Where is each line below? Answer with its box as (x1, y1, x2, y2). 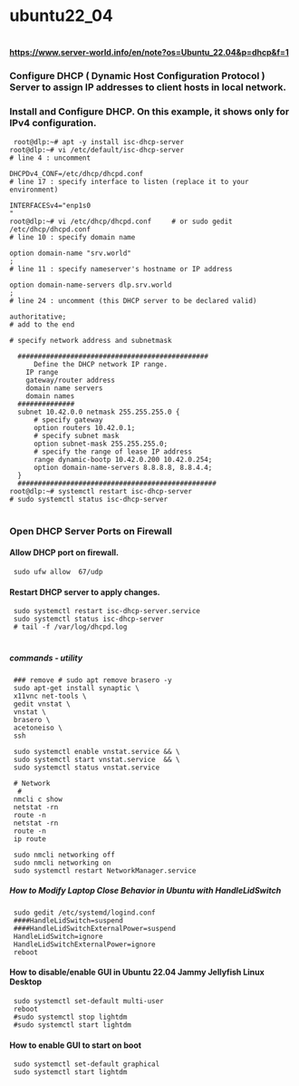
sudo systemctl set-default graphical (13, 1060, 160, 1069)
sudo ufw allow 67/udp (13, 567, 103, 576)
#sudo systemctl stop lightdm (13, 1013, 128, 1022)
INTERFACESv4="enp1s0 (9, 201, 92, 210)
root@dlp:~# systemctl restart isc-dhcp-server (9, 486, 193, 495)
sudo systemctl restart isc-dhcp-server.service (13, 607, 201, 616)
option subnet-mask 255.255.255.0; (33, 439, 169, 448)
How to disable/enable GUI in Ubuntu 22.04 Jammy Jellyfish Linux (9, 967, 265, 978)
